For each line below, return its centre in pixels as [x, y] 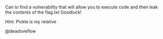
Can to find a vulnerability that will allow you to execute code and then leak [82, 7]
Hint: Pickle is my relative [31, 22]
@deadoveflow [21, 31]
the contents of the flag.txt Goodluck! [43, 12]
